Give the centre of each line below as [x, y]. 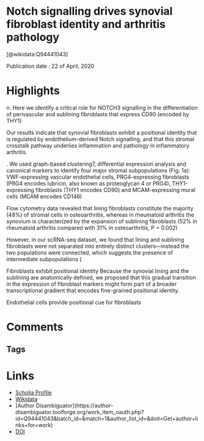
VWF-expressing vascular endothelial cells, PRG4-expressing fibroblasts [98, 177]
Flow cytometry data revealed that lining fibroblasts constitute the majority [100, 208]
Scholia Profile [33, 393]
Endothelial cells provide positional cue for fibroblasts [74, 302]
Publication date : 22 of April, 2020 [50, 66]
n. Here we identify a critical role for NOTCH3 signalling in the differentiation [102, 108]
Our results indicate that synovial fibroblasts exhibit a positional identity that [102, 132]
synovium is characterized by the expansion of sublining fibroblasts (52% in [102, 221]
